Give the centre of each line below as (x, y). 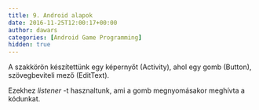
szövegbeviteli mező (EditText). (59, 75)
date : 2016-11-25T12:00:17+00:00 (63, 23)
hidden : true (29, 45)
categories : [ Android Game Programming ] (75, 37)
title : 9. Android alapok (50, 15)
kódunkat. (24, 99)
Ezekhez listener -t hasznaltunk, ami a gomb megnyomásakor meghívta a (127, 90)
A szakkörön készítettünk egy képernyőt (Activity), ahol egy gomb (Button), (130, 67)
